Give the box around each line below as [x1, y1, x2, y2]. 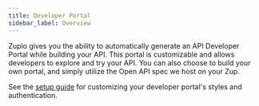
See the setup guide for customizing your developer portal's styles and [8, 81, 242, 92]
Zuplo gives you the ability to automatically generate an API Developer [8, 41, 240, 50]
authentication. [8, 90, 58, 100]
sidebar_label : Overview [8, 19, 91, 27]
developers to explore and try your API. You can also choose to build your [8, 57, 251, 68]
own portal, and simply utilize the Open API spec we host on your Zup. [8, 66, 240, 76]
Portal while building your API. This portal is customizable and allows [8, 49, 235, 59]
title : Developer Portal [8, 11, 91, 20]
